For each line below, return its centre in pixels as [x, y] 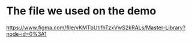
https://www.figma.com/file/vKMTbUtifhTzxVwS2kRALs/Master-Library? [96, 27]
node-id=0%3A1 [26, 33]
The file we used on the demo [81, 11]
